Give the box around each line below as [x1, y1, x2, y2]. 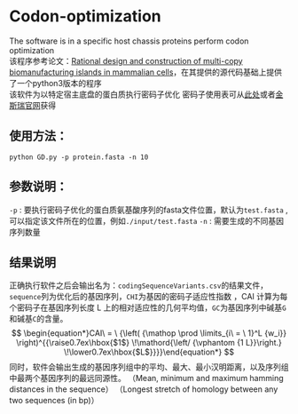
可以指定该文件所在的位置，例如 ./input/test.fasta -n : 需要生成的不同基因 [9, 215, 285, 226]
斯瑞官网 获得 [9, 100, 56, 110]
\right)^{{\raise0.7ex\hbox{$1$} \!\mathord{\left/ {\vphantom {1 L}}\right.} [16, 338, 282, 348]
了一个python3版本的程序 [9, 77, 102, 88]
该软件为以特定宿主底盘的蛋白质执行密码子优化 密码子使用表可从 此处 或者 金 [9, 89, 284, 100]
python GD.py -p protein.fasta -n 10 [9, 153, 149, 162]
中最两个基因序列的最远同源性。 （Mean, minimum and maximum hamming [9, 373, 284, 384]
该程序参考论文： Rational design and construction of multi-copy [9, 55, 243, 66]
